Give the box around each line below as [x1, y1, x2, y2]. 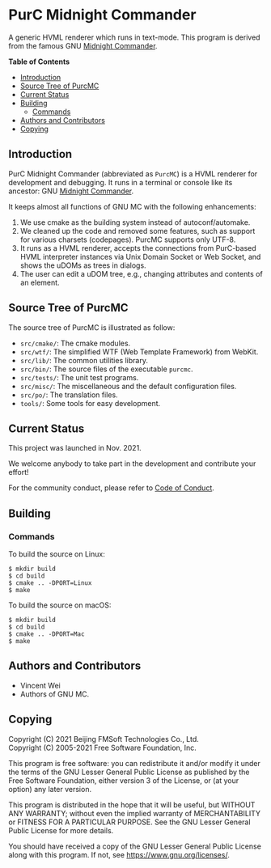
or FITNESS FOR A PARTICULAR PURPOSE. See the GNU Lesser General [8, 817, 251, 827]
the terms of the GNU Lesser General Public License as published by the [8, 767, 250, 777]
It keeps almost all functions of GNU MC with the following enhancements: [8, 201, 256, 211]
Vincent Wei [19, 680, 61, 690]
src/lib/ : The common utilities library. [19, 355, 148, 365]
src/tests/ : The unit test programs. [19, 372, 139, 382]
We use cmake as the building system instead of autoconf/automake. [19, 217, 251, 227]
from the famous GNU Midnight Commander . [8, 40, 158, 50]
